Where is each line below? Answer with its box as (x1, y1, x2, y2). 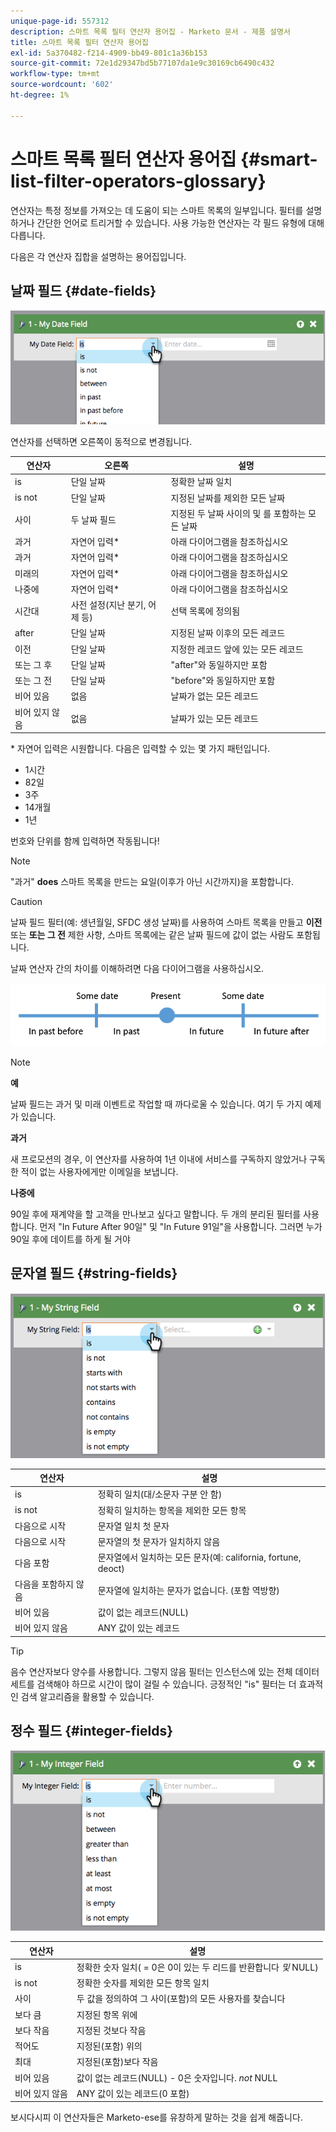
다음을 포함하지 (14, 1578, 74, 1590)
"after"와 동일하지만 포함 (170, 658, 268, 670)
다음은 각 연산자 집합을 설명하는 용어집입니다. (10, 250, 187, 262)
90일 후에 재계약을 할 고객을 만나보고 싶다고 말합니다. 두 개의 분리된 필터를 (10, 1208, 302, 1220)
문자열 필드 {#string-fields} (10, 1265, 178, 1282)
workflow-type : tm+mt (10, 69, 101, 79)
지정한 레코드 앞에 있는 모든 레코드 (170, 643, 304, 655)
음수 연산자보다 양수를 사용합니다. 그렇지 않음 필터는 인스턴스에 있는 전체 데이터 (10, 1665, 320, 1677)
